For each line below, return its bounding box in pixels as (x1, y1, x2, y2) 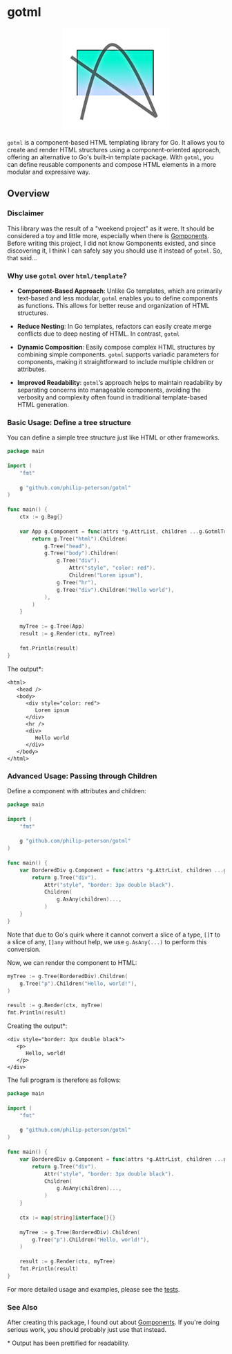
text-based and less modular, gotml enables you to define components (17, 294, 218, 302)
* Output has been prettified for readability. (7, 1339, 130, 1347)
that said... (7, 253, 37, 262)
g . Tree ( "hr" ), (56, 579, 97, 586)
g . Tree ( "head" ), (43, 543, 91, 550)
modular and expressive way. (7, 168, 91, 176)
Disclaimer (7, 208, 44, 218)
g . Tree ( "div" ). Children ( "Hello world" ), (56, 586, 175, 593)
